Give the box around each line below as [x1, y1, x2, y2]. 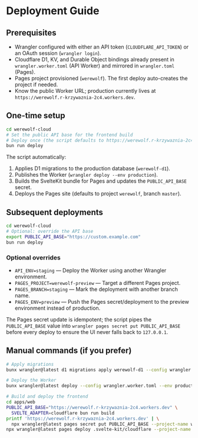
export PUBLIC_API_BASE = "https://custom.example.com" [6, 233, 141, 240]
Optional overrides [6, 253, 61, 261]
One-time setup [6, 111, 65, 121]
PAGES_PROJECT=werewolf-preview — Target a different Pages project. [14, 279, 181, 286]
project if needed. [14, 81, 58, 88]
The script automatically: [6, 154, 67, 161]
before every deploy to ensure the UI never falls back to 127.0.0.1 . [6, 328, 169, 335]
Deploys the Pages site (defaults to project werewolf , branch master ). [14, 190, 181, 197]
